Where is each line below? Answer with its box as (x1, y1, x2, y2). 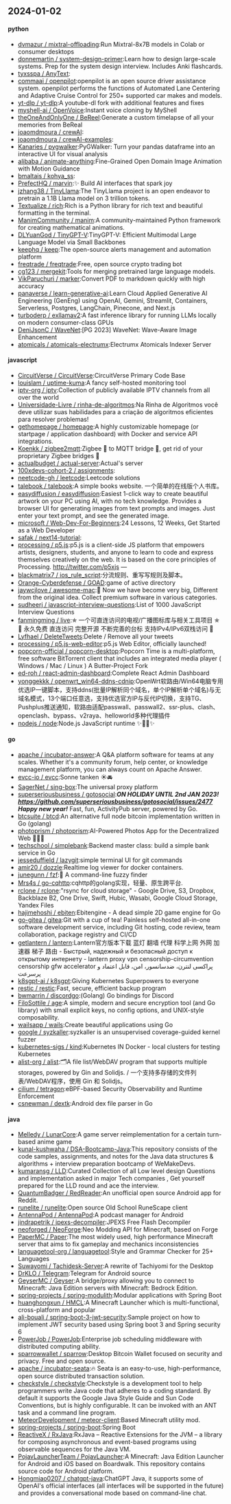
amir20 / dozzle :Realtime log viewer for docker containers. (17, 863, 184, 871)
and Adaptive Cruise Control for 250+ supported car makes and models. (17, 91, 222, 99)
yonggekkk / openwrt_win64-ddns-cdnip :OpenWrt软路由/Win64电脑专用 (17, 677, 223, 685)
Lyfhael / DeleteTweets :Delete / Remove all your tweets (17, 632, 174, 641)
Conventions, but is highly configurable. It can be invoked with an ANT (17, 1401, 217, 1410)
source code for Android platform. (17, 1467, 114, 1475)
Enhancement (17, 333, 58, 341)
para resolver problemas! (17, 415, 89, 423)
